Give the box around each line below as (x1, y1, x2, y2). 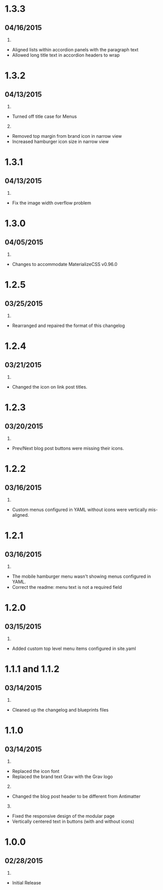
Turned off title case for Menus (12, 113, 77, 120)
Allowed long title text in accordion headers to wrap (12, 52, 120, 58)
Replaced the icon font (12, 768, 60, 774)
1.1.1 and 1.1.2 (5, 663, 60, 675)
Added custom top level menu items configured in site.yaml (12, 645, 136, 651)
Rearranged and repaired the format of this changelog (12, 322, 125, 329)
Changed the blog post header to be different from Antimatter (12, 793, 141, 799)
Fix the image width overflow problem (12, 200, 92, 206)
